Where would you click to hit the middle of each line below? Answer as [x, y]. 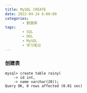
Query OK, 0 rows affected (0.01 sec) [44, 86]
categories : [17, 18]
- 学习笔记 [32, 45]
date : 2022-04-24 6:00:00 [31, 14]
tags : [10, 27]
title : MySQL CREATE [26, 9]
